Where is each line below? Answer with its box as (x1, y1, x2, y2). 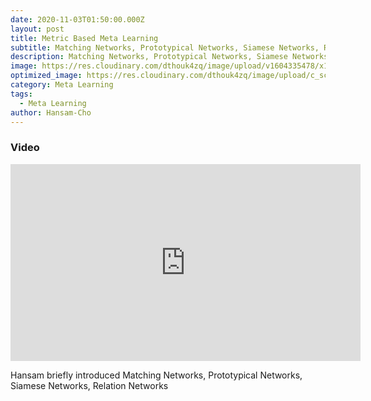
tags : (10, 89, 33, 99)
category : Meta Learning (10, 80, 114, 90)
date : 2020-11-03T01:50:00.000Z (10, 14, 145, 25)
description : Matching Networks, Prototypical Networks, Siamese (10, 52, 288, 62)
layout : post (10, 24, 65, 34)
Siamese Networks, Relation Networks (10, 379, 169, 391)
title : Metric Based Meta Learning (10, 33, 159, 43)
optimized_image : (10, 71, 83, 81)
